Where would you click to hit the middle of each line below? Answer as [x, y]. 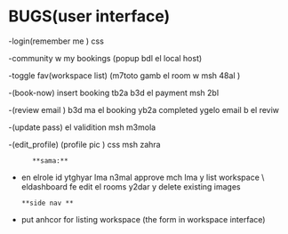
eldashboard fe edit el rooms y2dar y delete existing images [131, 186]
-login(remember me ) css [56, 41]
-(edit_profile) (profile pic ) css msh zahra [84, 144]
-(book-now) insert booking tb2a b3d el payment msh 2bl [114, 93]
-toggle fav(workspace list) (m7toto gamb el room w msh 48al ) [124, 75]
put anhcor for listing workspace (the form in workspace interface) [143, 219]
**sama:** [50, 161]
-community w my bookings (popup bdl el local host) [105, 58]
